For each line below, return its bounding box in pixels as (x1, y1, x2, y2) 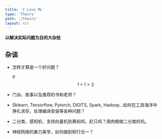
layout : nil (5, 20, 29, 26)
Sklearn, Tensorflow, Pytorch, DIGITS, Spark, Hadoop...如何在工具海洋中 (12, 102, 158, 108)
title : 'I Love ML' (5, 7, 45, 12)
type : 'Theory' (5, 12, 36, 17)
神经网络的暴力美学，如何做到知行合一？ (12, 129, 94, 135)
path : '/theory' (5, 16, 38, 21)
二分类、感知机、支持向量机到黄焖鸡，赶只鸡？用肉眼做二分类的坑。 (12, 119, 149, 124)
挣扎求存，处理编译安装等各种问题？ (12, 108, 85, 114)
